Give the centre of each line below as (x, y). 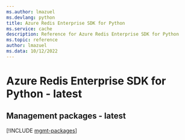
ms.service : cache (29, 29)
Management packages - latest (66, 116)
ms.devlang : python (31, 17)
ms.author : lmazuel (31, 12)
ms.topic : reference (32, 40)
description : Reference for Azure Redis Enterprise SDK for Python (93, 34)
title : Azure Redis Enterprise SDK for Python (66, 23)
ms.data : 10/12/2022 (32, 51)
